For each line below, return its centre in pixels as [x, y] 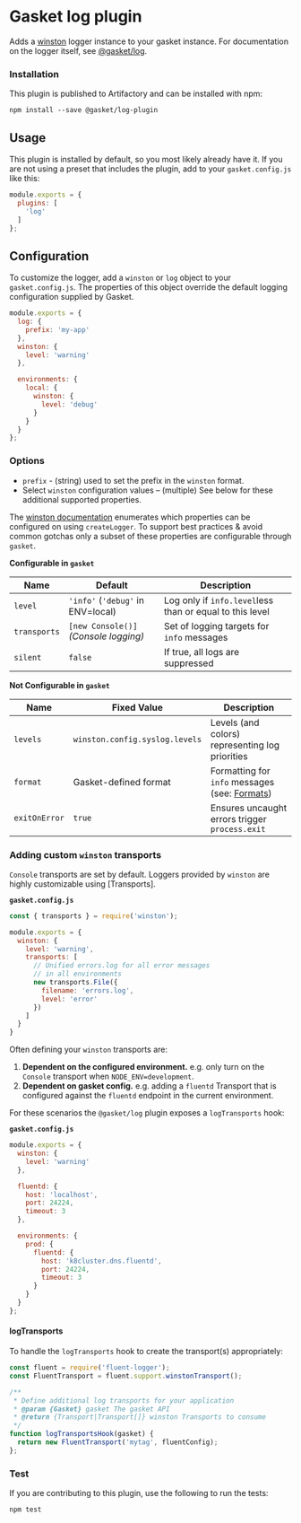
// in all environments [77, 974]
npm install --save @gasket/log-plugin [84, 110]
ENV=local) [92, 611]
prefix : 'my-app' [58, 329]
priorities [229, 756]
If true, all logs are [202, 652]
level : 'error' [70, 999]
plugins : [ [38, 203]
